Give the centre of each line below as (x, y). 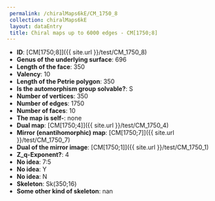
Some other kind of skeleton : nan (64, 191)
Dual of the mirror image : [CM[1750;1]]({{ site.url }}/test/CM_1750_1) (113, 147)
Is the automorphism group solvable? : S (75, 89)
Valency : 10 (33, 74)
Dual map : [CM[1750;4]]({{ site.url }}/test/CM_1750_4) (93, 125)
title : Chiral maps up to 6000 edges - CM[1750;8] (83, 33)
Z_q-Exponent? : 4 (43, 155)
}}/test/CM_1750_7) (43, 140)
